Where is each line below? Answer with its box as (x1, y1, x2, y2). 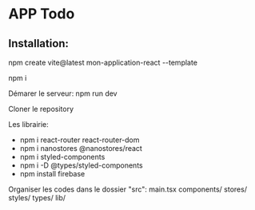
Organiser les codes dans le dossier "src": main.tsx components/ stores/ (8, 184, 248, 194)
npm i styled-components (19, 153, 106, 161)
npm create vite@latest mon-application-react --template (8, 57, 198, 67)
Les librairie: (8, 120, 50, 129)
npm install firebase (19, 169, 86, 178)
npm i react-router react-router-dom (19, 135, 140, 145)
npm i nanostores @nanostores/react (19, 144, 142, 153)
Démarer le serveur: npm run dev (8, 89, 118, 98)
